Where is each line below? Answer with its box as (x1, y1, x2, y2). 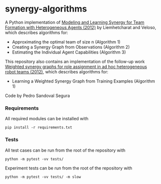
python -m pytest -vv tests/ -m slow (5, 174, 81, 179)
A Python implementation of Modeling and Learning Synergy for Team (5, 19, 145, 25)
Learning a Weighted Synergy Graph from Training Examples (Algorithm (12, 78, 156, 84)
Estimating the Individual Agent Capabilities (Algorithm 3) (12, 49, 126, 55)
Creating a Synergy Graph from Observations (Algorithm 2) (12, 44, 130, 50)
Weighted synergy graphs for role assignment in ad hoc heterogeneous (5, 64, 147, 70)
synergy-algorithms (5, 3, 87, 14)
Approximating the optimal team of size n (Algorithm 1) (12, 39, 121, 44)
